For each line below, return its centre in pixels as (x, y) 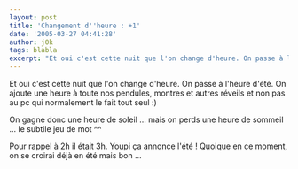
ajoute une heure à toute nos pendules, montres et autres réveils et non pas (147, 93)
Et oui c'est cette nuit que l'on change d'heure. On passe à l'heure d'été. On (148, 84)
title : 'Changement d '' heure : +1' (75, 26)
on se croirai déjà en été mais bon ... (75, 155)
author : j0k (31, 42)
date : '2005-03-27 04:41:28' (63, 34)
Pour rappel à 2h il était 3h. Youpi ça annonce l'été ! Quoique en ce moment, (149, 146)
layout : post (33, 17)
